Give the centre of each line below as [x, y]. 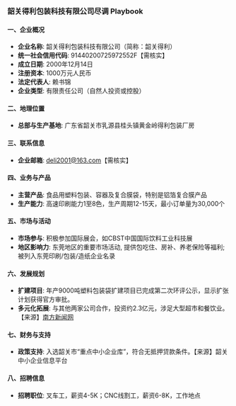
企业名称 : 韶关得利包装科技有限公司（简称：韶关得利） [97, 47]
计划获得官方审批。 [46, 300]
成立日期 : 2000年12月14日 [55, 64]
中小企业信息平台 [42, 361]
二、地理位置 [26, 108]
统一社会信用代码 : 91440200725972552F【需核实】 [93, 55]
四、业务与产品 [29, 178]
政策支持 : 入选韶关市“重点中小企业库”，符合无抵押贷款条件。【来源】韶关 [123, 351]
